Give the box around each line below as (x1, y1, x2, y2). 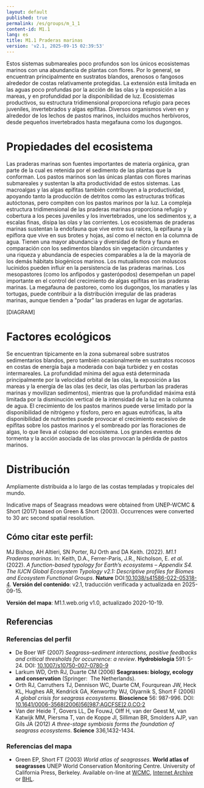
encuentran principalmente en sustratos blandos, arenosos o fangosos (6, 73, 184, 80)
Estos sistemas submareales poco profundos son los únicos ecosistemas (6, 59, 190, 67)
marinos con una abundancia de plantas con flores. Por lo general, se (6, 66, 181, 73)
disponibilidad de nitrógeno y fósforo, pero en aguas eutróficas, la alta (6, 408, 183, 416)
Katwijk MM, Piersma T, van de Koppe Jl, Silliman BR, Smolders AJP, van (15, 714, 198, 721)
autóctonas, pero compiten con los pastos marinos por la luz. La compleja (6, 199, 192, 206)
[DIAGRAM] (6, 308, 35, 316)
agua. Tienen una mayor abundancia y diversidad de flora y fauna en (6, 238, 179, 245)
